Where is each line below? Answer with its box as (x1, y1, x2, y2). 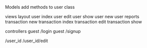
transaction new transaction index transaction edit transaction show (5, 19, 142, 24)
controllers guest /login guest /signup (5, 28, 81, 34)
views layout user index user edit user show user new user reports (5, 14, 140, 19)
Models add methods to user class (5, 4, 75, 10)
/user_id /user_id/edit (5, 38, 48, 44)
